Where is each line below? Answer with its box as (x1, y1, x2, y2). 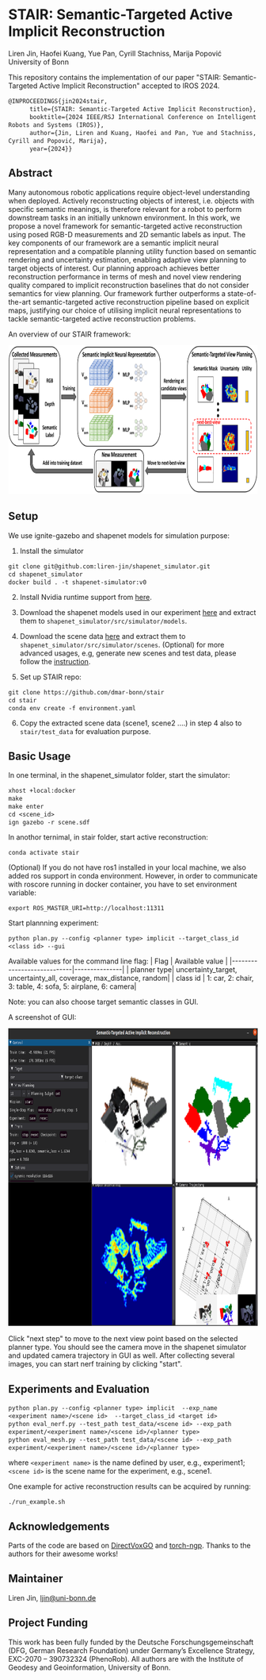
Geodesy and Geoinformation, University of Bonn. (8, 1663, 171, 1672)
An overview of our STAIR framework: (8, 329, 131, 339)
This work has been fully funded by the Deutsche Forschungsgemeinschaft (8, 1637, 254, 1647)
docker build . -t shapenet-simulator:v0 (8, 578, 147, 586)
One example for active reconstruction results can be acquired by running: (8, 1482, 252, 1491)
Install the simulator (19, 546, 85, 556)
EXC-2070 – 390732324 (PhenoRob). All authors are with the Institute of (8, 1654, 244, 1663)
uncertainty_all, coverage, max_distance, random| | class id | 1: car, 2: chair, (8, 974, 254, 983)
